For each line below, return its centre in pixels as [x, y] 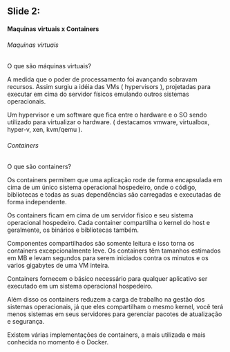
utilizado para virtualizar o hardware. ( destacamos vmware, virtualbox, [108, 122]
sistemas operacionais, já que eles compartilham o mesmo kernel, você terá [115, 307]
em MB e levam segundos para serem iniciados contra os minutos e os [108, 258]
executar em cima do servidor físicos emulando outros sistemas [98, 94]
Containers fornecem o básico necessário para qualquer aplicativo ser [107, 279]
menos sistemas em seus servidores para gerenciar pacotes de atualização [115, 314]
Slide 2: [24, 11]
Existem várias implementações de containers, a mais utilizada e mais [106, 335]
